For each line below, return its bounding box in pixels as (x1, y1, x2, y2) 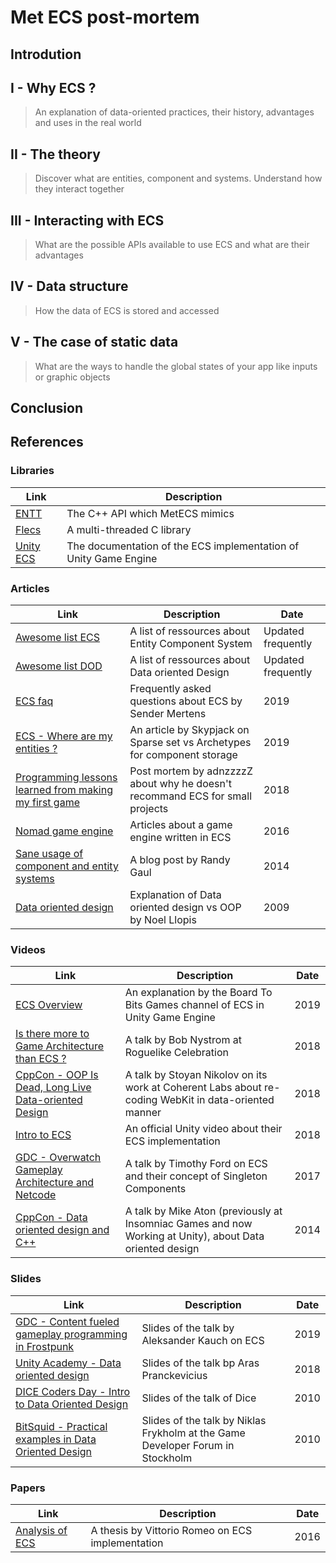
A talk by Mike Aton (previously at (124, 1204, 283, 1218)
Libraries (10, 464, 55, 478)
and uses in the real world (34, 117, 142, 129)
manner (124, 1106, 162, 1120)
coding (124, 1093, 158, 1107)
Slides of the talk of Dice (141, 1391, 257, 1405)
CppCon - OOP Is (15, 1068, 99, 1082)
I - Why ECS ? (10, 79, 97, 96)
